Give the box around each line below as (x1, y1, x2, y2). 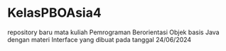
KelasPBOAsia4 (7, 5, 102, 21)
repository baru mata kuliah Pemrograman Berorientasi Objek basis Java (7, 28, 220, 36)
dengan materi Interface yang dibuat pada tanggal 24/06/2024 (7, 35, 192, 43)
